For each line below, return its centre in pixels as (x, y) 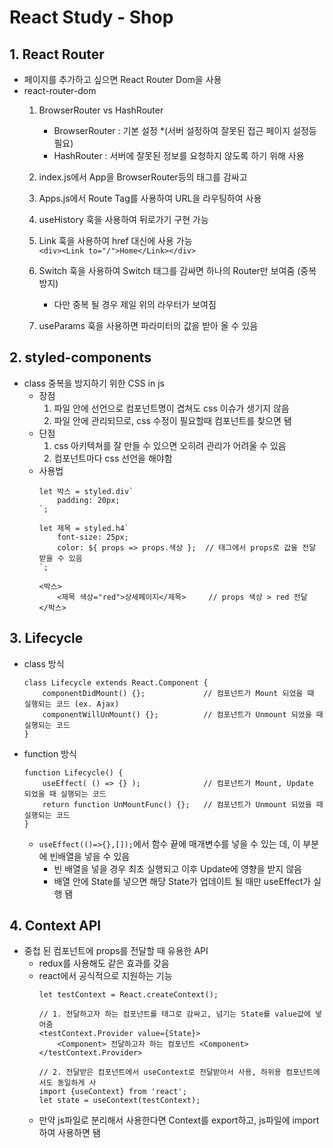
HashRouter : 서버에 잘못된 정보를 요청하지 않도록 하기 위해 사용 (179, 155)
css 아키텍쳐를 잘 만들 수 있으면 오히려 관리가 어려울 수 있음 (170, 445)
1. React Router (57, 54)
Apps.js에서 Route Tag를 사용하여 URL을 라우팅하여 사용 (150, 198)
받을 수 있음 (60, 558)
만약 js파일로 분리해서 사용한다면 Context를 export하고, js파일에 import (179, 1120)
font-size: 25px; (93, 537)
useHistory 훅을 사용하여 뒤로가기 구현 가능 (123, 219)
